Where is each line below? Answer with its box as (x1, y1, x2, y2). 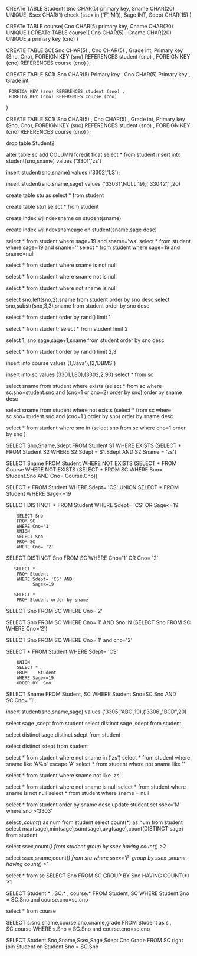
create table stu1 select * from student (6, 204, 99, 210)
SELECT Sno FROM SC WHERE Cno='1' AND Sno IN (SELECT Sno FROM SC (6, 619, 191, 626)
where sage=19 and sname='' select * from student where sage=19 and (6, 244, 180, 251)
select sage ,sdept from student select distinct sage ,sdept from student (6, 720, 182, 726)
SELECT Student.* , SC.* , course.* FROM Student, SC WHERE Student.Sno (6, 890, 190, 897)
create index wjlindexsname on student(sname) (6, 215, 122, 221)
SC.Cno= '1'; (6, 697, 37, 703)
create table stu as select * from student (6, 192, 104, 199)
